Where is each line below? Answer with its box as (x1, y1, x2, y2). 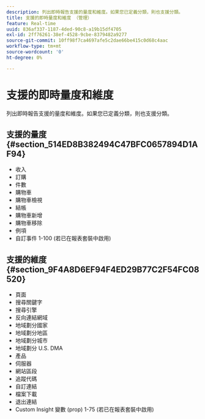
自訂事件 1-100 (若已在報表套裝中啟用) (15, 235, 111, 242)
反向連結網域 (15, 314, 48, 322)
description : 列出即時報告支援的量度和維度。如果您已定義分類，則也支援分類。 (6, 9, 184, 15)
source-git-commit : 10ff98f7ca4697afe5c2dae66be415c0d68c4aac (6, 37, 168, 43)
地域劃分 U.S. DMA (15, 344, 63, 352)
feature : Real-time (6, 20, 56, 26)
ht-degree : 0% (6, 55, 43, 61)
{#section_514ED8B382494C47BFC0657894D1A (6, 139, 198, 149)
